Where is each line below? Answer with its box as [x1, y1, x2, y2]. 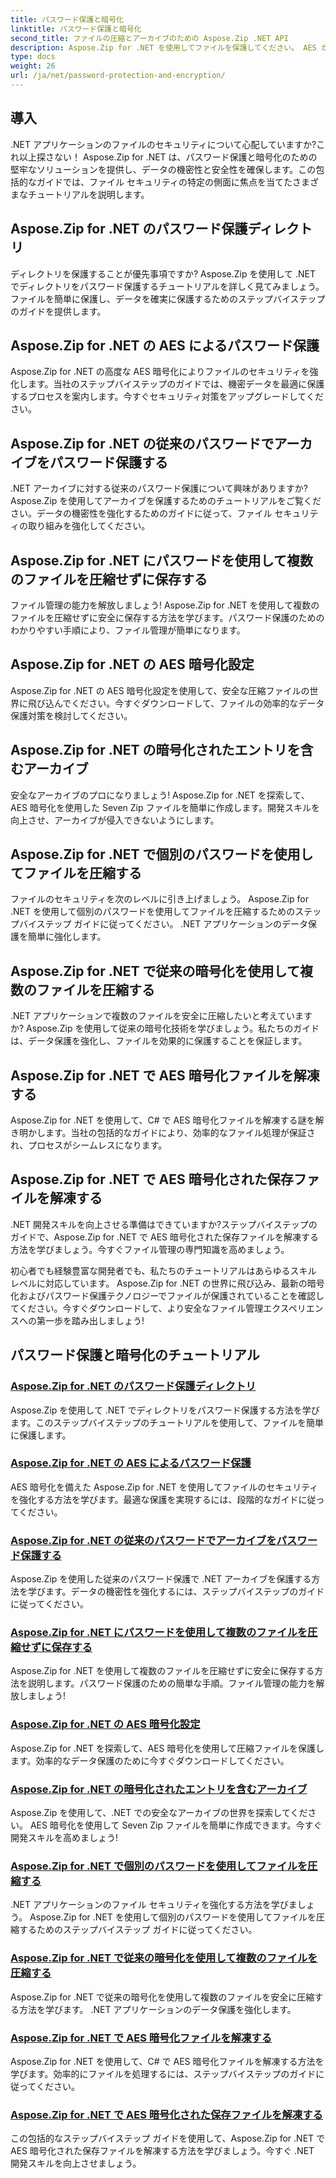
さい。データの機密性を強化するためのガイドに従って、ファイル [10, 507, 273, 520]
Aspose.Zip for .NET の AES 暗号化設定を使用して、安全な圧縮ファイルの [10, 684, 310, 696]
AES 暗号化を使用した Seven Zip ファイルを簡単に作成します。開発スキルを [10, 801, 321, 813]
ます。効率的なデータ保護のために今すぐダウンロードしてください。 [10, 1754, 290, 1766]
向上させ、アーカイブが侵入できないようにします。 [10, 814, 220, 826]
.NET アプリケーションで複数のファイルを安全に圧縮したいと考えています [10, 1010, 313, 1022]
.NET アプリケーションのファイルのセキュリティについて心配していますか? [10, 138, 317, 150]
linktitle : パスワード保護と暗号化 [10, 24, 142, 34]
